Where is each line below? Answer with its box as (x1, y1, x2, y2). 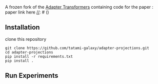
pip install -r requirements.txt (5, 54, 73, 59)
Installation (5, 23, 40, 32)
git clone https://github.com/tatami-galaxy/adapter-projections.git (5, 46, 150, 50)
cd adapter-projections (5, 50, 54, 55)
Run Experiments (5, 71, 59, 80)
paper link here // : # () (5, 9, 49, 15)
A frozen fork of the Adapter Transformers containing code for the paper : (5, 4, 154, 10)
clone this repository (5, 36, 46, 42)
